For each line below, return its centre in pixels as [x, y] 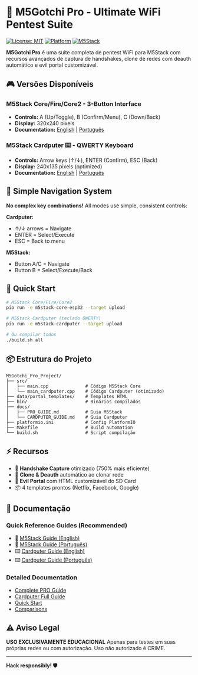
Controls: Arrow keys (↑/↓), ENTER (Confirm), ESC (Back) [86, 160]
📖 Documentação [38, 508]
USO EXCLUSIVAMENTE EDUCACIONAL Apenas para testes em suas [91, 642]
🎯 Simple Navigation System [59, 191]
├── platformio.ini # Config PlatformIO [71, 422]
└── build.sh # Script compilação [71, 433]
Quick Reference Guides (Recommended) [67, 525]
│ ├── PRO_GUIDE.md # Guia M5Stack [64, 412]
